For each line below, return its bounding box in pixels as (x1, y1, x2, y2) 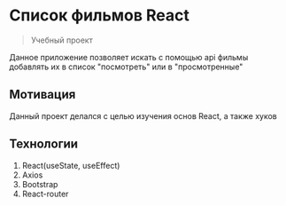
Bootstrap (21, 178, 58, 189)
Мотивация (9, 87, 76, 102)
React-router (21, 188, 69, 199)
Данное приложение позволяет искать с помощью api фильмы (9, 51, 249, 62)
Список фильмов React (9, 5, 190, 26)
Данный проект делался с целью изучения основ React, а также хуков (9, 110, 277, 121)
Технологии (9, 137, 78, 152)
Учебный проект (30, 35, 93, 45)
